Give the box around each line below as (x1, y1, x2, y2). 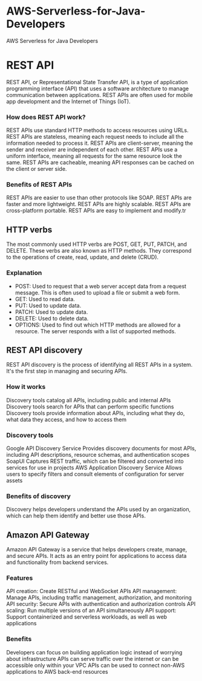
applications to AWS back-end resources (6, 668, 108, 675)
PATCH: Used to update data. (15, 308, 88, 316)
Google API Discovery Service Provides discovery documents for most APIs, (6, 444, 197, 452)
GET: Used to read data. (15, 295, 76, 302)
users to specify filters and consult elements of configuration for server (6, 470, 184, 477)
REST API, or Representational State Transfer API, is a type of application (6, 78, 188, 85)
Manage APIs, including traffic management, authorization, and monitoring (6, 594, 192, 601)
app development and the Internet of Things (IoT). (6, 98, 131, 105)
